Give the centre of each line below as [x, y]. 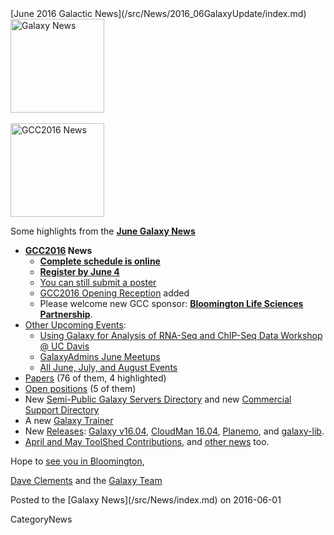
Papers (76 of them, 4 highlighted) [95, 378]
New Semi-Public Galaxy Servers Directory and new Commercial [158, 399]
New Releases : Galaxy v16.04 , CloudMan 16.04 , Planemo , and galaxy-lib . [174, 431]
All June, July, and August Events [108, 367]
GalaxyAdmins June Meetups [100, 356]
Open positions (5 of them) [80, 388]
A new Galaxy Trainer [69, 420]
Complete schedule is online [100, 261]
